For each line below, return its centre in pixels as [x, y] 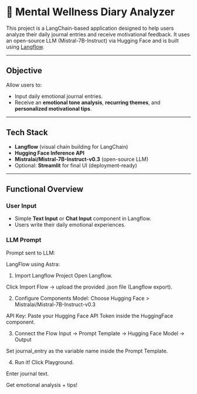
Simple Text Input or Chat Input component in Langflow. [83, 218]
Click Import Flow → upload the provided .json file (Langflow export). [89, 287]
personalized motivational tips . [53, 108]
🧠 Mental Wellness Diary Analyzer [90, 12]
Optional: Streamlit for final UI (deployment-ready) [76, 165]
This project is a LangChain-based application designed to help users [90, 28]
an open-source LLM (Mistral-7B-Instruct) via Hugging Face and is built [92, 40]
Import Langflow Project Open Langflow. [63, 275]
